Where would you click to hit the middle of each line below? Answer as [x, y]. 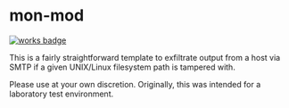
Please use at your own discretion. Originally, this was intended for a [135, 84]
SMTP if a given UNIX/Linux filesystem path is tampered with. [123, 67]
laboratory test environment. [62, 94]
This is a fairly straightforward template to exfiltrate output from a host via [145, 57]
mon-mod [47, 16]
